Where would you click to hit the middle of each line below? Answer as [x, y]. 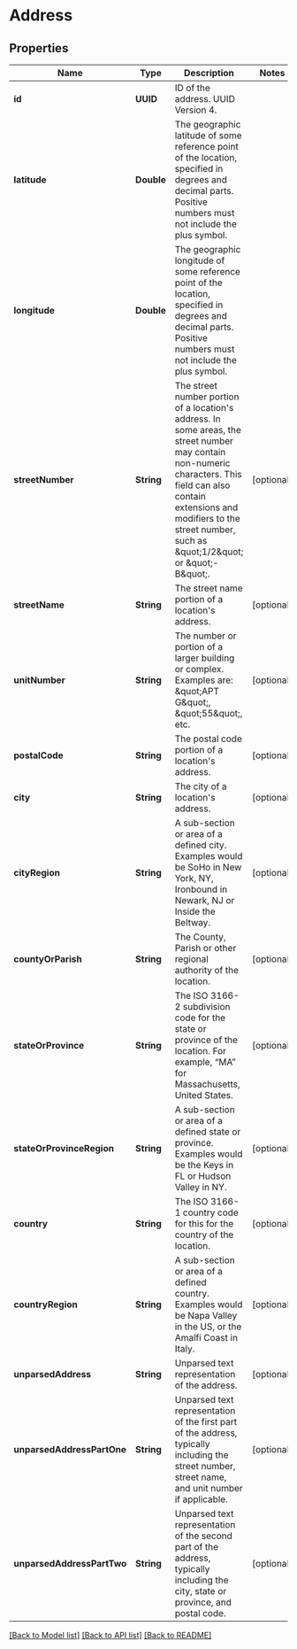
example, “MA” [205, 1062]
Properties [39, 48]
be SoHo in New [208, 867]
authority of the [207, 970]
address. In [198, 419]
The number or [206, 636]
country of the [204, 1235]
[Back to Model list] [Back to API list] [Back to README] [110, 1635]
